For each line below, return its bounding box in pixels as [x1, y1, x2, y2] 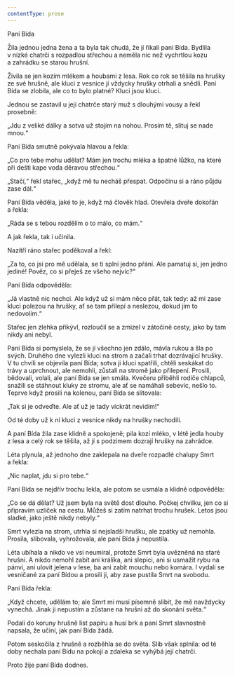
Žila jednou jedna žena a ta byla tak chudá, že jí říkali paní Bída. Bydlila [7, 43, 210, 51]
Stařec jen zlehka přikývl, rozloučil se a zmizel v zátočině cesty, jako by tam [7, 323, 227, 331]
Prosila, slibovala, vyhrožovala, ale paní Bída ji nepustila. [7, 534, 170, 543]
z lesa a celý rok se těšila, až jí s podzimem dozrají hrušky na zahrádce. [7, 436, 214, 445]
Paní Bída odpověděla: [7, 280, 72, 289]
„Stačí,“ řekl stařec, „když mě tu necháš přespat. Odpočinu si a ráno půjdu [7, 177, 222, 185]
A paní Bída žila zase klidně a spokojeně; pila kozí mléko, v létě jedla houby [7, 429, 224, 438]
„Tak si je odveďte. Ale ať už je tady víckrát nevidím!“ [7, 402, 160, 410]
